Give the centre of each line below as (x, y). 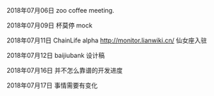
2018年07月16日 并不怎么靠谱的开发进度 (65, 70)
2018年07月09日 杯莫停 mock (49, 25)
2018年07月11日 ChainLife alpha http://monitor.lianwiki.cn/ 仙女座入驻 (107, 40)
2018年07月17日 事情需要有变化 (52, 85)
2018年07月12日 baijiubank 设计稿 (56, 55)
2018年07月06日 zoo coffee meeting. (60, 10)
